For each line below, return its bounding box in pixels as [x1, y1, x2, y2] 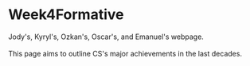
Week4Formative [8, 6, 124, 24]
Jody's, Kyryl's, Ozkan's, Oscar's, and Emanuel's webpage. [8, 32, 205, 41]
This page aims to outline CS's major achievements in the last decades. [8, 49, 243, 58]
